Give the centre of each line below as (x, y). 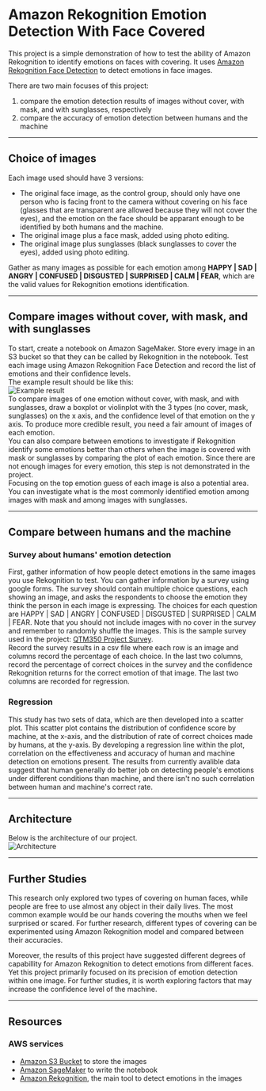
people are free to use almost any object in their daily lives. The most (121, 906)
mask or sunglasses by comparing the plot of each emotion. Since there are (132, 457)
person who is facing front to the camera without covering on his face (133, 201)
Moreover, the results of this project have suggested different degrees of (127, 955)
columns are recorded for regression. (69, 681)
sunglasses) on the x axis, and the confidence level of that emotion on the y (132, 415)
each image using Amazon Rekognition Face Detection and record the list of (132, 365)
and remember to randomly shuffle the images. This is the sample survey (127, 631)
